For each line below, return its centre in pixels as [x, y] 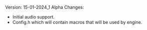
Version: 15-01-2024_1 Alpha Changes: [45, 7]
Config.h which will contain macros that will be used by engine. [77, 22]
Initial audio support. [33, 17]
